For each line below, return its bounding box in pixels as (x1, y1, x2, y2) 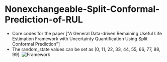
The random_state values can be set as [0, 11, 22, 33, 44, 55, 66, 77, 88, (12, 46, 160, 52)
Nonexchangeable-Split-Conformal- (5, 3, 160, 15)
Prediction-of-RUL (5, 14, 83, 25)
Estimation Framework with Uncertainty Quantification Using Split (12, 36, 148, 42)
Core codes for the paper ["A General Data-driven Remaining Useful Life (12, 30, 162, 36)
